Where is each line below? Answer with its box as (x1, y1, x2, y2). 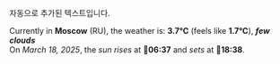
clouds (9, 35, 36, 45)
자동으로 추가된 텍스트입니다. (9, 8, 110, 18)
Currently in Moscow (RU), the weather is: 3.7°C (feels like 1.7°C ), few (9, 26, 271, 36)
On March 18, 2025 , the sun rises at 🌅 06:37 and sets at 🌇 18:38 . (9, 44, 245, 55)
